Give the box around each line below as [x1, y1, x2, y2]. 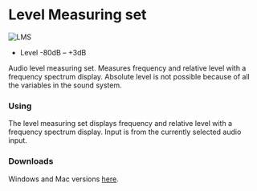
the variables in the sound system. [8, 80, 122, 90]
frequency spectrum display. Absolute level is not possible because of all [8, 71, 251, 81]
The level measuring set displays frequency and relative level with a [8, 119, 233, 128]
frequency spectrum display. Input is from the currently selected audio [8, 127, 242, 137]
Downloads [8, 156, 54, 167]
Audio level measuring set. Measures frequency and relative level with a [8, 63, 247, 73]
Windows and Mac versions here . [8, 174, 119, 184]
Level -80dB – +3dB [19, 47, 87, 57]
